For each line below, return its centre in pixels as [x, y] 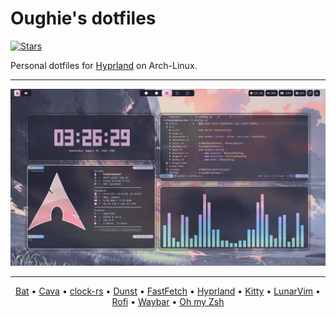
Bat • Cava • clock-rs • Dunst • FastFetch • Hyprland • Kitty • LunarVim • [168, 291]
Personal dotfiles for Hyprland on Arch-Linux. [104, 65]
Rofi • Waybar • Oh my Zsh [168, 301]
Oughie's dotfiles [83, 18]
